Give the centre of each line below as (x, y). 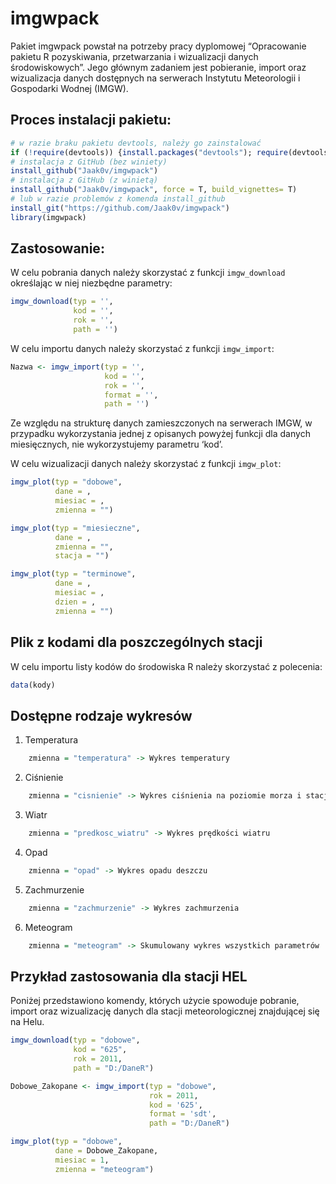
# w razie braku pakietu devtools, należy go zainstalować (136, 143)
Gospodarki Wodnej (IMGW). (69, 88)
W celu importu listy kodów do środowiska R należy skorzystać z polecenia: (166, 666)
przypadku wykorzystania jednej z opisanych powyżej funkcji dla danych (160, 434)
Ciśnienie (44, 778)
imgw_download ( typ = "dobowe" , (75, 1040)
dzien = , (75, 602)
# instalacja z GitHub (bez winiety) (89, 162)
